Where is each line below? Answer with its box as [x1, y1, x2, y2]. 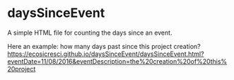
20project [7, 64, 36, 73]
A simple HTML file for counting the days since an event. [7, 28, 172, 37]
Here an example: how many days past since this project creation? [7, 42, 201, 50]
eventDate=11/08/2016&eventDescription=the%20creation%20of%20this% [7, 57, 228, 65]
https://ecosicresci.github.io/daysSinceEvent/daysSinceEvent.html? [7, 50, 204, 58]
